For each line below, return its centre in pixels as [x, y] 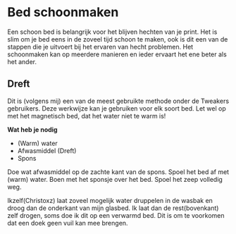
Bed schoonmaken [63, 12]
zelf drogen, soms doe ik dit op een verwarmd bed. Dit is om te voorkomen [116, 215]
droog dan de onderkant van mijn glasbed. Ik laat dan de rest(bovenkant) [113, 208]
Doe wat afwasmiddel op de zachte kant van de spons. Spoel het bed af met [118, 172]
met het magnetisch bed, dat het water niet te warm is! [87, 116]
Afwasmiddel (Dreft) [47, 150]
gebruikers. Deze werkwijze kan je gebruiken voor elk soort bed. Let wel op [117, 108]
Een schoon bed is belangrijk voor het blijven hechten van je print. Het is [112, 32]
